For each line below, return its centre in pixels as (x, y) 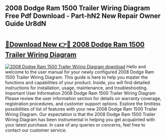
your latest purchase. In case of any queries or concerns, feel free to (75, 125)
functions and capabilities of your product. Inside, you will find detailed (78, 82)
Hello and (136, 67)
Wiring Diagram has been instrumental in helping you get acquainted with (80, 120)
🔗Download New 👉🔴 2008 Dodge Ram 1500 (75, 44)
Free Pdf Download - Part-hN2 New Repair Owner (83, 16)
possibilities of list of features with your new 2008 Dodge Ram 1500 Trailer (81, 109)
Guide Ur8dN (26, 24)
